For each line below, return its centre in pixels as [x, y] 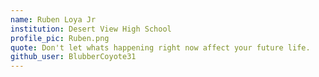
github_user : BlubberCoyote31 [73, 57]
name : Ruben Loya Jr [53, 19]
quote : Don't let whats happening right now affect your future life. [160, 47]
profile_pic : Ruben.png [60, 38]
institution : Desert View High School [91, 29]
